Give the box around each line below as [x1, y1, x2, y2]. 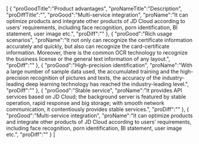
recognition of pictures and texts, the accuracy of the [30, 74, 161, 81]
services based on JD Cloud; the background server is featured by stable [6, 93, 186, 100]
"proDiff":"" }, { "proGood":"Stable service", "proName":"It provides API [6, 87, 182, 94]
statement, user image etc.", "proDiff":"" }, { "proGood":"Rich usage [6, 30, 173, 37]
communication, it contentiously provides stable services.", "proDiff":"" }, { [6, 106, 189, 113]
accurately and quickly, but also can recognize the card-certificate [6, 43, 170, 50]
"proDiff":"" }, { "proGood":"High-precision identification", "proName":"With [6, 62, 192, 69]
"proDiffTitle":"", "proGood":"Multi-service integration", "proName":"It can [6, 11, 189, 18]
